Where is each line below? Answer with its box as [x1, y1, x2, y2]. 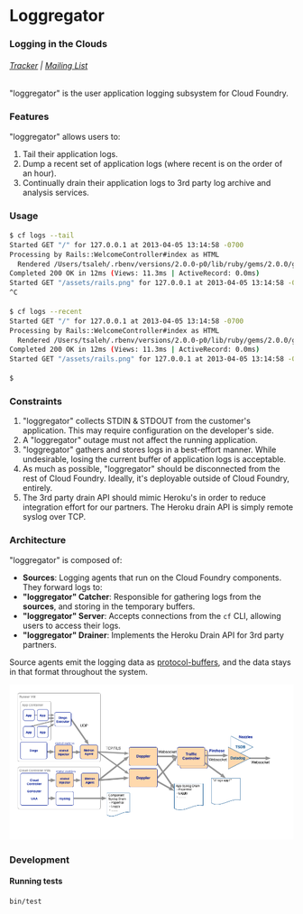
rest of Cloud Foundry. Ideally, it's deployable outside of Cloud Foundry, [22, 473, 290, 484]
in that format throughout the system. [9, 666, 149, 677]
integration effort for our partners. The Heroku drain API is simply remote [22, 502, 294, 512]
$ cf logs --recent [9, 307, 83, 316]
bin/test [9, 897, 42, 906]
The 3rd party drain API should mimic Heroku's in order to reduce [22, 493, 266, 503]
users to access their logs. [22, 620, 122, 631]
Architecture [9, 534, 67, 547]
